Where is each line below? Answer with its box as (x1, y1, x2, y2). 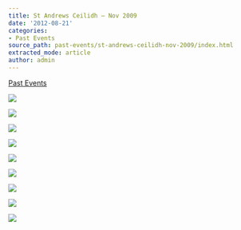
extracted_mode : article (8, 49, 91, 57)
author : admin (8, 57, 56, 65)
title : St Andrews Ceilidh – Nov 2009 (8, 11, 137, 20)
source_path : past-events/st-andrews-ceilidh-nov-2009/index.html (8, 42, 234, 50)
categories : (8, 26, 48, 34)
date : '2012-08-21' (8, 19, 73, 27)
